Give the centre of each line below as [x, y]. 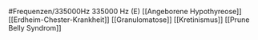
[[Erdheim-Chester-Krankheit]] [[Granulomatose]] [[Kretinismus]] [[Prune [129, 20]
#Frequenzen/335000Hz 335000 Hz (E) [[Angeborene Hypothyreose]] [125, 11]
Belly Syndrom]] [35, 28]
